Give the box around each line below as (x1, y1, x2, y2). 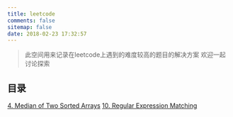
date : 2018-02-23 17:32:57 (7, 30, 87, 38)
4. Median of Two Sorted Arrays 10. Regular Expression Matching (7, 101, 198, 110)
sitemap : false (7, 23, 52, 30)
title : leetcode (7, 10, 55, 18)
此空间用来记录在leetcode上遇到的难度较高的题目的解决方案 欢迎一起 (24, 50, 227, 59)
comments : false (7, 17, 55, 24)
